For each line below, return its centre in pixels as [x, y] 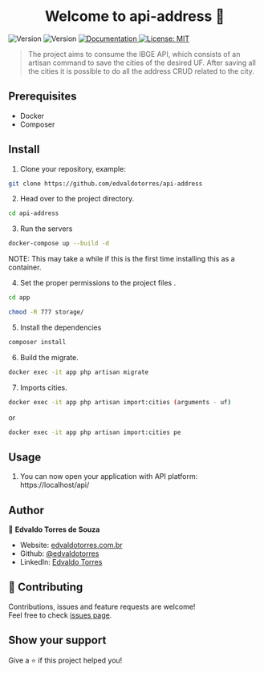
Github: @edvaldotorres [59, 553]
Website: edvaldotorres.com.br [71, 545]
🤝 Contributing [46, 588]
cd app [19, 298]
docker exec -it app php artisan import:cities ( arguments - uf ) [120, 402]
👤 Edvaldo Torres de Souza [54, 529]
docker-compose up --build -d [59, 244]
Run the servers [46, 229]
